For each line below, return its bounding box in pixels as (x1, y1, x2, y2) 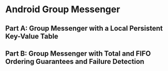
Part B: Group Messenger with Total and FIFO (5, 49, 151, 58)
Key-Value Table (5, 32, 59, 40)
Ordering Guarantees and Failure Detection (5, 57, 145, 66)
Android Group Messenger (5, 4, 121, 15)
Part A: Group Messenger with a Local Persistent (5, 24, 163, 33)
